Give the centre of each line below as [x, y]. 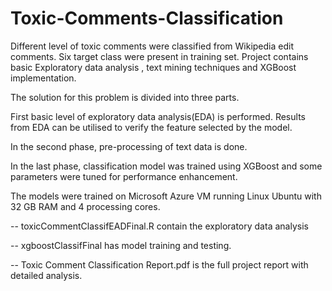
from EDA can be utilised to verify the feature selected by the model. [151, 127]
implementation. [43, 78]
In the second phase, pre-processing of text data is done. [129, 146]
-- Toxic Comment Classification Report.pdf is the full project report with [159, 264]
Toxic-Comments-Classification [147, 18]
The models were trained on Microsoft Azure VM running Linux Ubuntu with [166, 196]
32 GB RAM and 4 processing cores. [85, 206]
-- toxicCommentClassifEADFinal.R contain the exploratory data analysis [159, 226]
